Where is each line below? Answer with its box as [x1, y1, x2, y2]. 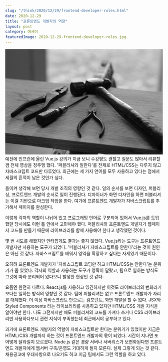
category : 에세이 [5, 29, 38, 35]
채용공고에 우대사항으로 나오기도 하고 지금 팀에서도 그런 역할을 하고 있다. [5, 351, 146, 357]
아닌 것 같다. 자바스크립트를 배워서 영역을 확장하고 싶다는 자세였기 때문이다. [10, 250, 157, 256]
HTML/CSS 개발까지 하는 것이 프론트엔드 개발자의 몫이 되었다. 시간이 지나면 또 [5, 332, 159, 338]
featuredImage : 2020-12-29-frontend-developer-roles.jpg [5, 35, 126, 40]
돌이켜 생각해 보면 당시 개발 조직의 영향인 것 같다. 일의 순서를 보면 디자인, [5, 185, 147, 191]
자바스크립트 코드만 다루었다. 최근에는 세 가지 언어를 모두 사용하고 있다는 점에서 [5, 168, 160, 174]
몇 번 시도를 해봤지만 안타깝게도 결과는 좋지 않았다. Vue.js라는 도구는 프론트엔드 [5, 238, 161, 244]
